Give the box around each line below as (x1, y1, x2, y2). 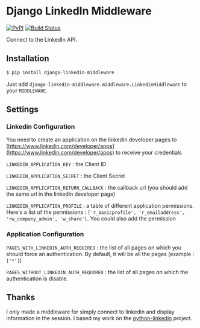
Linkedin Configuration (6, 122, 75, 130)
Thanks (6, 292, 36, 303)
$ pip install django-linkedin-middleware (6, 69, 114, 76)
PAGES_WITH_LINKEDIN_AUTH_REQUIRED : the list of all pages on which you (6, 243, 182, 251)
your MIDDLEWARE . (6, 86, 48, 94)
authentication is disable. (6, 275, 69, 282)
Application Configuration (6, 230, 84, 239)
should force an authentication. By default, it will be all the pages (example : (6, 250, 195, 257)
